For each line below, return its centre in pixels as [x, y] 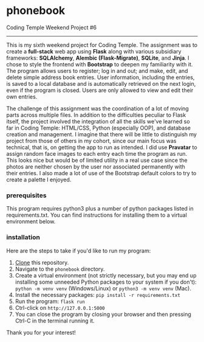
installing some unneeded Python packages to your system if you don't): [106, 282]
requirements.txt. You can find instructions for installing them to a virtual [97, 215]
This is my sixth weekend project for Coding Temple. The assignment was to [102, 45]
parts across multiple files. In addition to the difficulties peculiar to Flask [96, 115]
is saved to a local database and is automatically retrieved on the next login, [101, 83]
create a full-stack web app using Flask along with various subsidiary [94, 51]
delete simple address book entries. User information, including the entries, [100, 77]
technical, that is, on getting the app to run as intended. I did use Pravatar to [102, 147]
